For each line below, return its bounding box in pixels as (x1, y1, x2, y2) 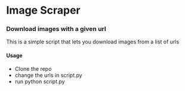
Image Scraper (6, 4, 81, 17)
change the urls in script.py (14, 71, 82, 79)
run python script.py (14, 78, 65, 85)
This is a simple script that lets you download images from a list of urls (6, 38, 180, 45)
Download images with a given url (6, 25, 106, 33)
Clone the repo (14, 65, 52, 72)
